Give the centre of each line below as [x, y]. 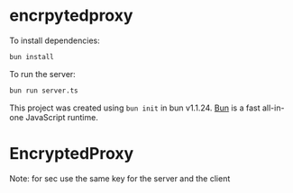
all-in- [273, 108]
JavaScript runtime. [62, 117]
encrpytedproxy [71, 16]
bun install [32, 57]
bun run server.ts [44, 91]
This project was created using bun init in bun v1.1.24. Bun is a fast [135, 108]
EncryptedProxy [72, 153]
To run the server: [43, 74]
